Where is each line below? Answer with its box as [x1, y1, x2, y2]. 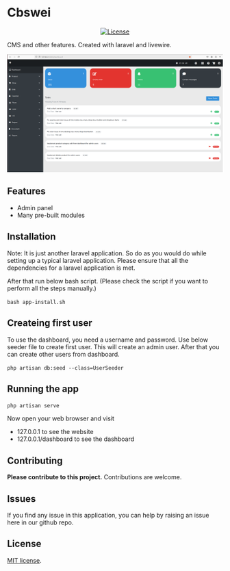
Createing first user [7, 317, 92, 329]
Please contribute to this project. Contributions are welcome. [7, 473, 182, 481]
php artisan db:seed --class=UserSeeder [7, 364, 125, 371]
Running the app [7, 383, 79, 394]
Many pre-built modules [16, 211, 86, 219]
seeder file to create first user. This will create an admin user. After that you [7, 342, 220, 351]
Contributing [7, 455, 63, 466]
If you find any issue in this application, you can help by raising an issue [7, 511, 209, 519]
